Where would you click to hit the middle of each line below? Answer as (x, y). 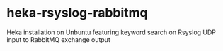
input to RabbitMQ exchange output (58, 39)
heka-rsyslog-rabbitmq (77, 13)
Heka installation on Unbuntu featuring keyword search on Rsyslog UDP (111, 32)
